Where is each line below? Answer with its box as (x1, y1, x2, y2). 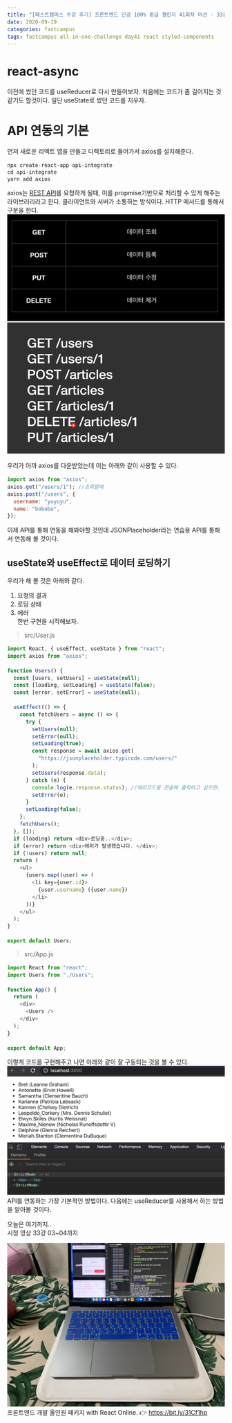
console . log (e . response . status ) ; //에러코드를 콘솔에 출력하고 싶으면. (32, 784, 221, 791)
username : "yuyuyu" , (13, 498, 72, 505)
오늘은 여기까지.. (7, 1220, 52, 1228)
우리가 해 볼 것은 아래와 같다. (7, 577, 85, 585)
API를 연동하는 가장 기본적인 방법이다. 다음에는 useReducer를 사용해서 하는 (7, 1197, 211, 1205)
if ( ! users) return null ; (13, 850, 88, 857)
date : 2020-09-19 (7, 18, 57, 26)
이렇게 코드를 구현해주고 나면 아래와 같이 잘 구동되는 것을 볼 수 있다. (7, 1058, 189, 1066)
